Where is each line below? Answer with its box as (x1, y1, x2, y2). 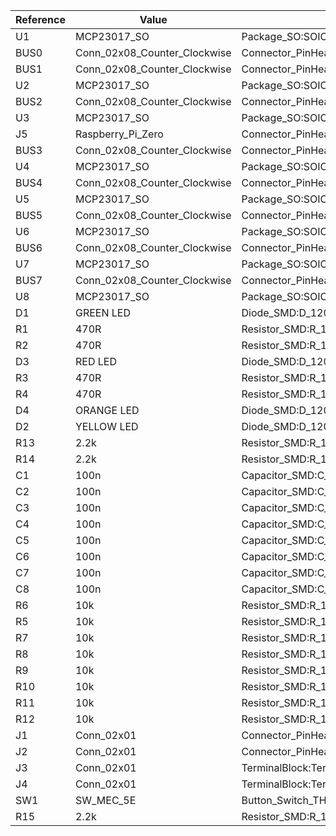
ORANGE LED (74, 404, 140, 417)
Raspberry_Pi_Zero (74, 127, 164, 141)
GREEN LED (74, 306, 131, 319)
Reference (15, 13, 66, 26)
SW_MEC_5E (74, 794, 137, 807)
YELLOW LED (74, 420, 139, 433)
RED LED (74, 355, 117, 368)
